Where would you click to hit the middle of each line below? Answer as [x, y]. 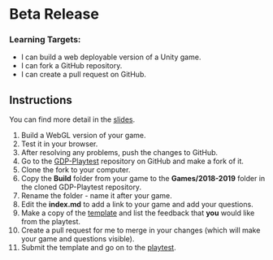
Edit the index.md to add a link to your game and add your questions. [137, 205]
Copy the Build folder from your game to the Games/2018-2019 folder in [143, 179]
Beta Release [54, 14]
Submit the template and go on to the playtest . [99, 248]
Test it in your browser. [59, 144]
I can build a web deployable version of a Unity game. [111, 57]
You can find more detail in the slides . [72, 119]
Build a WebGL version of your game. [83, 136]
